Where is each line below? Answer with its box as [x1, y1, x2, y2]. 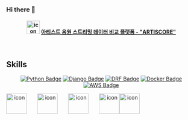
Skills [6, 59, 27, 70]
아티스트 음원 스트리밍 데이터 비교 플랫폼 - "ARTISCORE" [41, 28, 177, 35]
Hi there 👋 [6, 5, 36, 14]
